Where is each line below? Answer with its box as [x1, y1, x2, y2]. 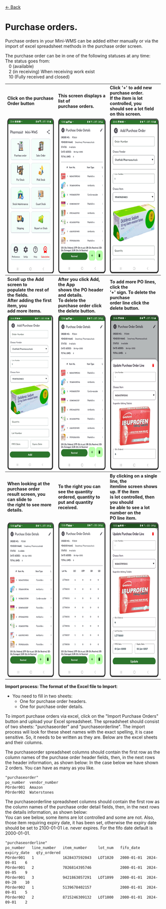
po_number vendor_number [5, 780, 58, 785]
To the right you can [58, 483, 101, 489]
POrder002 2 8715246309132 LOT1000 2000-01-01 [5, 895, 142, 900]
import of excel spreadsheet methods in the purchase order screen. [5, 43, 143, 49]
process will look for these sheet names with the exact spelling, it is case [5, 729, 154, 735]
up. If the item [110, 488, 139, 494]
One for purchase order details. [19, 703, 84, 709]
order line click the [110, 300, 150, 306]
